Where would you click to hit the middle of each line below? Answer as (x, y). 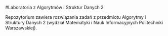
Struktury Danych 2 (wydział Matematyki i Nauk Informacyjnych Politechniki (84, 23)
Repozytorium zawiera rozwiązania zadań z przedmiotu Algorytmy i (76, 17)
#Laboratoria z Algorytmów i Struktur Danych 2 (54, 7)
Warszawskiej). (21, 28)
